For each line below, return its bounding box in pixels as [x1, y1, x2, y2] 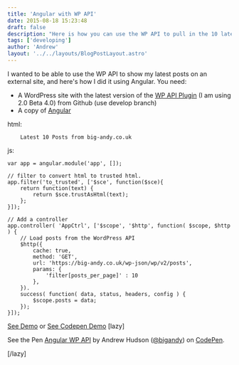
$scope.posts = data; [33, 297, 97, 304]
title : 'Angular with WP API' [7, 10, 97, 18]
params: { [33, 265, 62, 273]
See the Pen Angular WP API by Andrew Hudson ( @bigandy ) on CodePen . [7, 335, 225, 344]
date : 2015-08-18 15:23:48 [7, 17, 87, 24]
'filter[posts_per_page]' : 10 [45, 272, 139, 279]
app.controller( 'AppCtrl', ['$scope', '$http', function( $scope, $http [7, 222, 231, 229]
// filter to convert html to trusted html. [7, 172, 142, 179]
